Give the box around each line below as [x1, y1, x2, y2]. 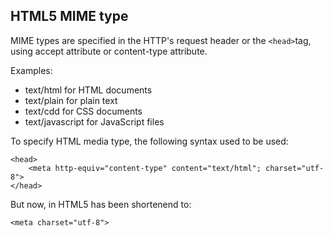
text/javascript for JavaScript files [24, 115, 165, 128]
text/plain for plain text [24, 94, 118, 106]
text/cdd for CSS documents [24, 105, 143, 117]
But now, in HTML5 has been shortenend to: [10, 198, 192, 210]
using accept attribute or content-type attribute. [10, 45, 208, 57]
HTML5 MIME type [10, 8, 129, 25]
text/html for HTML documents [24, 84, 153, 96]
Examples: [10, 64, 53, 76]
